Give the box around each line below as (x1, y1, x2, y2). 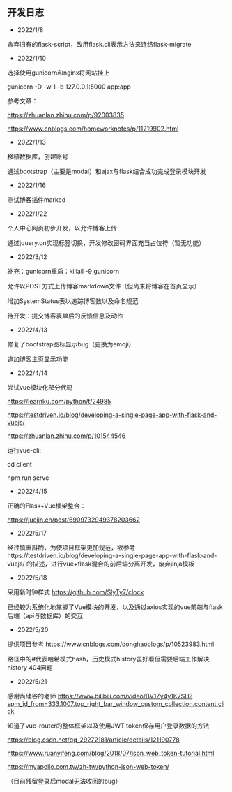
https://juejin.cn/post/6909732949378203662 (7, 515, 141, 524)
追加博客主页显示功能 (7, 355, 68, 363)
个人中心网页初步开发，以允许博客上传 (7, 223, 117, 232)
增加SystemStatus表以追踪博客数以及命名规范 (7, 296, 139, 305)
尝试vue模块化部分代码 (7, 383, 73, 391)
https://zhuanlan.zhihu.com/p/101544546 (7, 432, 126, 440)
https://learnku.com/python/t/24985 (7, 397, 111, 405)
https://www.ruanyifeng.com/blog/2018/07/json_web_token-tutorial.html (7, 749, 215, 757)
